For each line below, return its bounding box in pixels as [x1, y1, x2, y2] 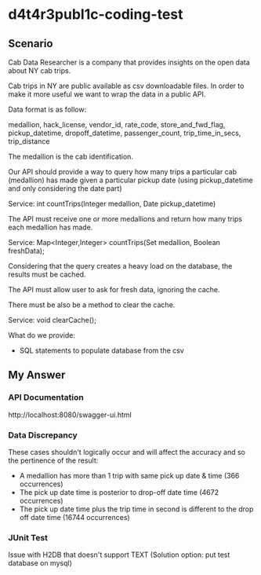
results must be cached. [8, 269, 86, 279]
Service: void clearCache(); [8, 316, 96, 324]
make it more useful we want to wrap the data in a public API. [8, 90, 206, 99]
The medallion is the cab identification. [8, 152, 133, 161]
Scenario [8, 37, 53, 50]
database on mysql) [8, 559, 72, 568]
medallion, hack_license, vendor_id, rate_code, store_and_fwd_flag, [8, 120, 226, 129]
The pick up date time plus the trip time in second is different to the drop [19, 504, 254, 514]
